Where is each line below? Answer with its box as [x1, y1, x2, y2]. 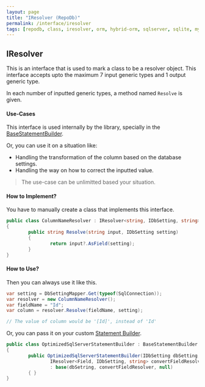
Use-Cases [6, 110, 35, 117]
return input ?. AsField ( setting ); [49, 241, 135, 247]
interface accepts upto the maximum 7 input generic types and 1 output [6, 71, 186, 79]
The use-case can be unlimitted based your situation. [21, 178, 156, 186]
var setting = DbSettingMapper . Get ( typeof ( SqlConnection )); [6, 291, 163, 297]
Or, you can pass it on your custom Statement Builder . [6, 330, 142, 337]
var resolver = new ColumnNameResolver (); [6, 296, 116, 302]
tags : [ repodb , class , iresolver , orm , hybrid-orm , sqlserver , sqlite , [6, 26, 192, 32]
